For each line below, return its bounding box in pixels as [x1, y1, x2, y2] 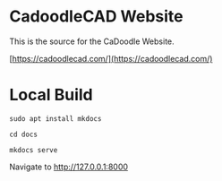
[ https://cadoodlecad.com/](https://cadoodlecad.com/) [9, 53, 213, 64]
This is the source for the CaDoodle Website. [9, 36, 175, 47]
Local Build [9, 85, 94, 105]
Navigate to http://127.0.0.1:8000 [9, 161, 128, 172]
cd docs [9, 130, 38, 139]
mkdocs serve [9, 145, 58, 154]
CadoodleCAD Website [9, 6, 184, 27]
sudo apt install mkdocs [9, 114, 102, 123]
